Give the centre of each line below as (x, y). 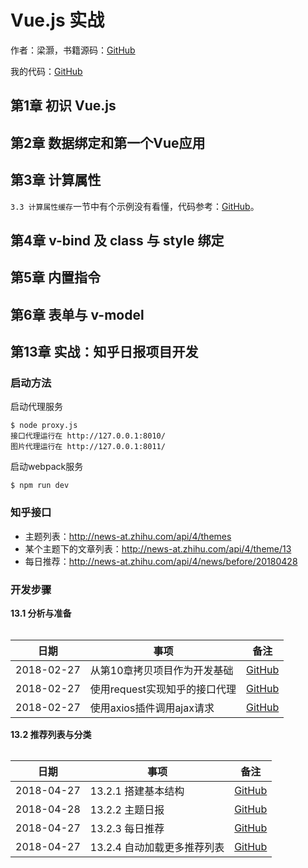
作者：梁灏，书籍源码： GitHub (73, 50)
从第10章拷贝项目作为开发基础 (161, 670)
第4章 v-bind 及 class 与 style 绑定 (117, 240)
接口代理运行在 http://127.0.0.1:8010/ (88, 436)
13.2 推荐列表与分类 (51, 734)
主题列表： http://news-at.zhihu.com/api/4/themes (128, 536)
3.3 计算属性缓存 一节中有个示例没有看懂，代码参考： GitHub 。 (135, 206)
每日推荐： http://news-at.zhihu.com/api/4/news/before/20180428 (161, 561)
